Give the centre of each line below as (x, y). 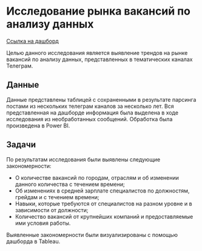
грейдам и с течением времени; (57, 197)
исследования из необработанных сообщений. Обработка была (89, 119)
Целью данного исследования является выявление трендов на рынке (97, 52)
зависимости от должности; (52, 210)
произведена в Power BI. (38, 125)
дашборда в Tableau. (33, 241)
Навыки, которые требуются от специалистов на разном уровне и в (103, 203)
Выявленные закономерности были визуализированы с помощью (92, 235)
